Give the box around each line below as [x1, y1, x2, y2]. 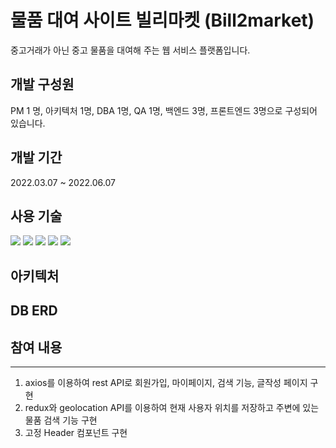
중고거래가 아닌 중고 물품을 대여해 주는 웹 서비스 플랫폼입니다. [10, 44, 251, 56]
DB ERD [10, 302, 58, 320]
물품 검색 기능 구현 [24, 414, 98, 426]
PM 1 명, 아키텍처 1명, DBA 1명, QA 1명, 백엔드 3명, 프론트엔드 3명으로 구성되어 [10, 104, 318, 116]
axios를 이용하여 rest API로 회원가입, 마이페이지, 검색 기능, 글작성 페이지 [24, 376, 308, 388]
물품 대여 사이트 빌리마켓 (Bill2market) [10, 9, 315, 32]
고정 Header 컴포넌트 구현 [24, 426, 128, 438]
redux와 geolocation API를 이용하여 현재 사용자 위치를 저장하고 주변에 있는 [24, 401, 320, 413]
